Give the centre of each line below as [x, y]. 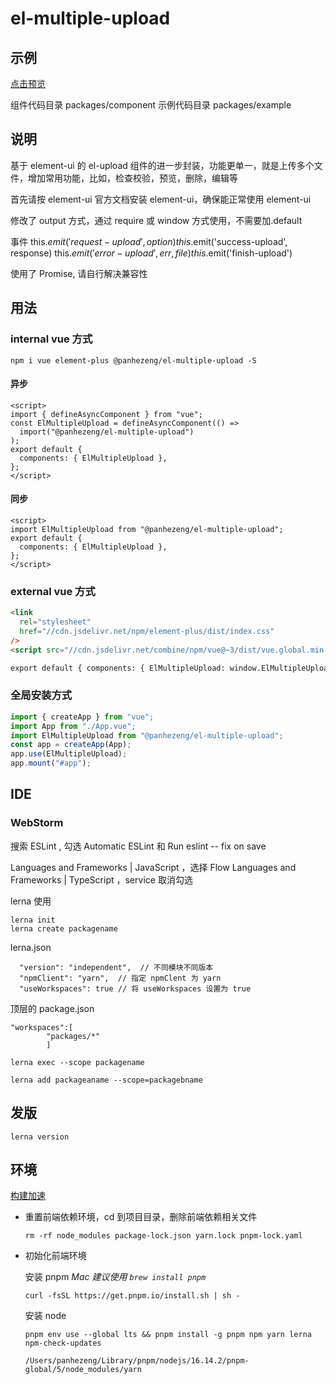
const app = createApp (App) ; [71, 745]
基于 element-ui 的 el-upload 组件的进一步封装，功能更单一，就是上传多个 [162, 165]
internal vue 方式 [51, 339]
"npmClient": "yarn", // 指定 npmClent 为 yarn [120, 978]
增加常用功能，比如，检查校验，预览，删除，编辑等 [132, 178]
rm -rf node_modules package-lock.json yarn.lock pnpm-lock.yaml [163, 1236]
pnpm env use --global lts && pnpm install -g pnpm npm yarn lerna [168, 1335]
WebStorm [37, 823]
